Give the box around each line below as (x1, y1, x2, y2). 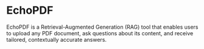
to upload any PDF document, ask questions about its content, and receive (6, 29, 194, 36)
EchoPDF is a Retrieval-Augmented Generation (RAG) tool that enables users (6, 23, 199, 30)
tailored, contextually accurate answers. (6, 36, 107, 43)
